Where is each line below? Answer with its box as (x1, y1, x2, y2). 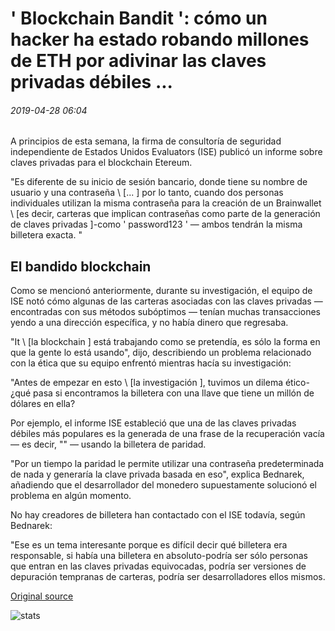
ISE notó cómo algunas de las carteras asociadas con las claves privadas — (10, 295, 323, 307)
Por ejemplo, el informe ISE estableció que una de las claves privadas (10, 417, 297, 429)
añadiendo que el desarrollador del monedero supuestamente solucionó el (10, 479, 317, 491)
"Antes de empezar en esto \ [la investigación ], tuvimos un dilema (10, 377, 284, 389)
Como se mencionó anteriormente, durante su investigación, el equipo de (10, 285, 313, 297)
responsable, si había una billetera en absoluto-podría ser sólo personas (10, 550, 308, 562)
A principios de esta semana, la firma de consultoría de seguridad (10, 135, 282, 147)
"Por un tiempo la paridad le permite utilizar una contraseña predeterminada (10, 458, 325, 470)
